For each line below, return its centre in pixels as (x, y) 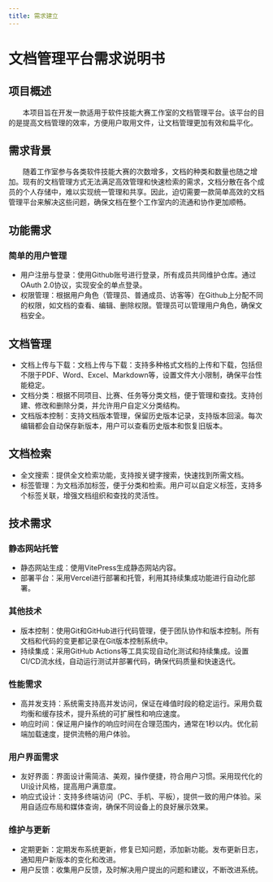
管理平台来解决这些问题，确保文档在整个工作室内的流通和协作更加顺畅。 (129, 202)
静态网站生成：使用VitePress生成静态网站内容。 (100, 568)
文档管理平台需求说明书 (87, 59)
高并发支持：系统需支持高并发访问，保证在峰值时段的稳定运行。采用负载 (141, 704)
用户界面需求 (34, 757)
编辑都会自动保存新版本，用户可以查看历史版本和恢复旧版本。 (123, 426)
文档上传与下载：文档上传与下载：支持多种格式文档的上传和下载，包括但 (141, 365)
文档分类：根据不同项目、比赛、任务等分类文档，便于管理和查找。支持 (138, 395)
